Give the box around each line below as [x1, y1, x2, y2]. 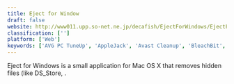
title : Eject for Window [7, 10, 79, 17]
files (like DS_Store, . [7, 69, 67, 77]
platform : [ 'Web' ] [7, 36, 61, 43]
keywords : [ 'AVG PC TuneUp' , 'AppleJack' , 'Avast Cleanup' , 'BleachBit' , [7, 42, 226, 49]
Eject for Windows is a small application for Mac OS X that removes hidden [7, 62, 222, 69]
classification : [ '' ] [7, 29, 70, 37]
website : [7, 23, 33, 30]
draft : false [7, 17, 45, 24]
